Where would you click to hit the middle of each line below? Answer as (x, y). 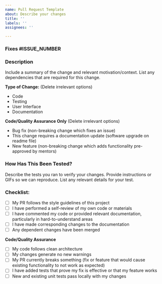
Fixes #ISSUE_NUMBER (33, 49)
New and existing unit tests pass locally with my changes (69, 276)
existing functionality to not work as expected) (58, 266)
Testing (20, 101)
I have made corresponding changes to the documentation (71, 224)
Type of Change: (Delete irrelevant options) (49, 87)
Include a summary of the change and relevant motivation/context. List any (80, 72)
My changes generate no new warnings (52, 254)
